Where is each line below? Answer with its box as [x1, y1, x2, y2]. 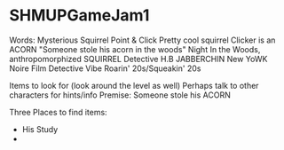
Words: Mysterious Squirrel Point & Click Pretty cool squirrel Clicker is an [9, 35, 276, 45]
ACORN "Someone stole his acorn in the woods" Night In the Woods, [9, 43, 261, 54]
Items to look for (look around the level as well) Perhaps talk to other [9, 80, 259, 91]
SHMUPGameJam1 [9, 5, 150, 26]
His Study [21, 123, 59, 134]
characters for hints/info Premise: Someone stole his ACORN [9, 90, 231, 100]
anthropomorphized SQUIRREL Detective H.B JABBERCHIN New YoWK [9, 53, 268, 64]
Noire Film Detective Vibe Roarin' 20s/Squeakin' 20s [9, 63, 201, 74]
